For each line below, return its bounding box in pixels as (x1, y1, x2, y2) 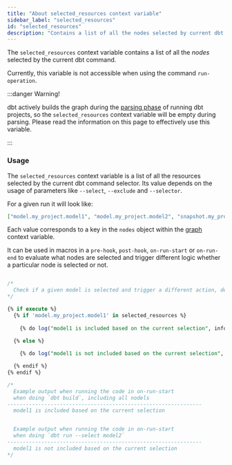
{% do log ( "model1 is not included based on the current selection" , (19, 350, 224, 357)
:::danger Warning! (7, 90, 60, 98)
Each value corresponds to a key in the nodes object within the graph (7, 225, 202, 234)
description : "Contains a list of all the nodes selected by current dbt (7, 29, 224, 37)
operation (7, 77, 36, 85)
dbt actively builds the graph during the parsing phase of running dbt (7, 103, 204, 111)
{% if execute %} (7, 305, 57, 313)
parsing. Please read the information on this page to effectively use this (7, 118, 211, 126)
